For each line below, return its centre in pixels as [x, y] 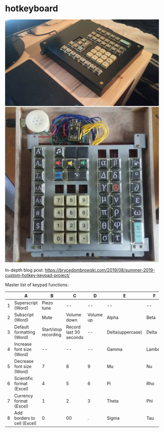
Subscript [24, 315]
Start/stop [52, 330]
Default [22, 327]
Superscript [26, 303]
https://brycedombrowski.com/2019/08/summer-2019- [100, 270]
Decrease [24, 361]
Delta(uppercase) [124, 332]
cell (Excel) [26, 423]
